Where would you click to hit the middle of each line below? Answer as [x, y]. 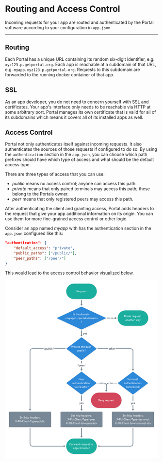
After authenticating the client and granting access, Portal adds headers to [80, 209]
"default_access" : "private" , [44, 248]
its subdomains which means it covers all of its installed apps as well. [74, 117]
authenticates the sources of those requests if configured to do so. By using [81, 149]
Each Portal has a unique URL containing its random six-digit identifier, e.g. [80, 59]
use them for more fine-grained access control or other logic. [66, 219]
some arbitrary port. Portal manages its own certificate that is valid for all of [81, 112]
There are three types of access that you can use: [55, 174]
